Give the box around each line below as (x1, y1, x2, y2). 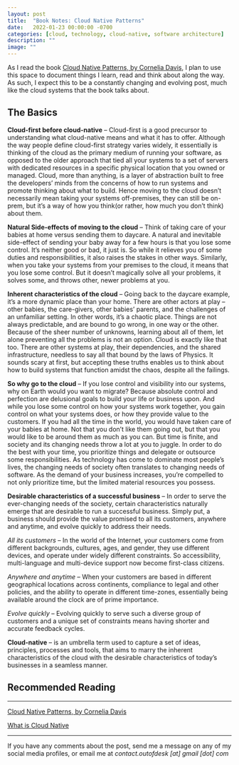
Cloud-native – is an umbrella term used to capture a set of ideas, (7, 638, 201, 647)
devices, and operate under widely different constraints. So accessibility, (7, 551, 221, 559)
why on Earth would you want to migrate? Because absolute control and (7, 387, 218, 395)
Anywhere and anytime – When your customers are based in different (7, 572, 212, 581)
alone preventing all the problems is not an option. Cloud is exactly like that (7, 335, 228, 343)
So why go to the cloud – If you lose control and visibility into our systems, (7, 379, 226, 387)
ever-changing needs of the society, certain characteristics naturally (7, 499, 208, 507)
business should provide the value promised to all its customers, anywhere (7, 515, 226, 523)
